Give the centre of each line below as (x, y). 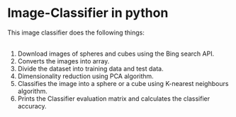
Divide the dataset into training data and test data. (91, 68)
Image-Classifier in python (88, 13)
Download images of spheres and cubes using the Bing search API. (116, 54)
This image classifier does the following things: (76, 32)
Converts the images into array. (63, 61)
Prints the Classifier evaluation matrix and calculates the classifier (114, 98)
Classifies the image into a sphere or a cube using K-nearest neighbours (123, 83)
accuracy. (32, 106)
